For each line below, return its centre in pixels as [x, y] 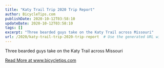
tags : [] [14, 28]
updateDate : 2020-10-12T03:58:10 [39, 23]
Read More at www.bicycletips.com [41, 60]
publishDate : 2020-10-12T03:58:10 [40, 19]
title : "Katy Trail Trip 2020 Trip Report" [50, 10]
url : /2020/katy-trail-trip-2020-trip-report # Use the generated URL [79, 37]
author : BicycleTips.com [30, 14]
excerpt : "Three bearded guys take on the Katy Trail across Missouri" [79, 32]
